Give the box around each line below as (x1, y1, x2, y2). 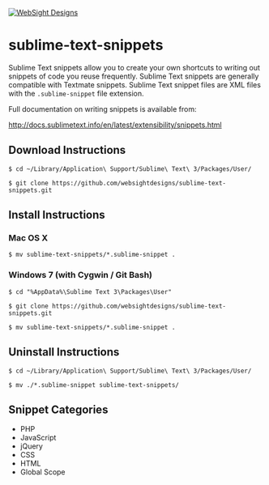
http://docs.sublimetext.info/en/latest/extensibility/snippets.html (8, 120, 222, 130)
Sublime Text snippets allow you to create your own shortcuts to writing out (8, 62, 261, 72)
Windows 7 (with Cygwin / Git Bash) (8, 270, 152, 281)
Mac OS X (8, 232, 49, 244)
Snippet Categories (8, 402, 109, 416)
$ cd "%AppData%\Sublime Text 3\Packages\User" (8, 287, 173, 296)
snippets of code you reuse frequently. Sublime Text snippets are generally (8, 71, 259, 81)
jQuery (19, 441, 43, 451)
